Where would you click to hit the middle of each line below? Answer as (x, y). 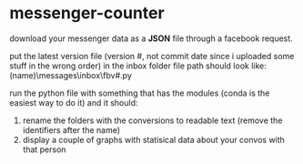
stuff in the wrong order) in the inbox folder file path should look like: (138, 66)
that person (44, 149)
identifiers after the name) (71, 129)
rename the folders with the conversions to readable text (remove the (152, 120)
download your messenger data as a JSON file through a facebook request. (151, 38)
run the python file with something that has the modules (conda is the (140, 93)
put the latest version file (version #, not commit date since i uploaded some (152, 56)
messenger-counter (87, 13)
